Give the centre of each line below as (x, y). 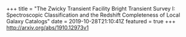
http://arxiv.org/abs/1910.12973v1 (48, 27)
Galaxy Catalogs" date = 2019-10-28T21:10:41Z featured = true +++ (91, 21)
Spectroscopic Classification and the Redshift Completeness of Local (93, 15)
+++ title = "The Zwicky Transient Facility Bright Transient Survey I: (91, 9)
